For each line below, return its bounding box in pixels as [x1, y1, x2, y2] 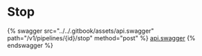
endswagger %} [7, 41, 53, 49]
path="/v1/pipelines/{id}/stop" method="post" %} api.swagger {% [7, 33, 196, 42]
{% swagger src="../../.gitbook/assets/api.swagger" [7, 27, 154, 35]
